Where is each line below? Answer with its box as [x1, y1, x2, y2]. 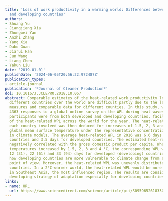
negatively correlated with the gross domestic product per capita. [9, 142, 155, 147]
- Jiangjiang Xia [5, 26, 41, 31]
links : [5, 179, 19, 184]
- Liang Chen [5, 58, 32, 63]
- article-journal [5, 81, 43, 86]
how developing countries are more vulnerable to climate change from [9, 156, 160, 161]
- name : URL [5, 184, 30, 189]
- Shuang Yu [5, 21, 30, 26]
